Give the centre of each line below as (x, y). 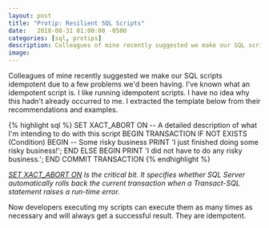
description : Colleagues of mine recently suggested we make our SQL (127, 46)
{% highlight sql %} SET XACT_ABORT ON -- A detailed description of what (133, 125)
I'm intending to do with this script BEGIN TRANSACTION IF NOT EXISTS (128, 134)
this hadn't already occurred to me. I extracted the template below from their (134, 101)
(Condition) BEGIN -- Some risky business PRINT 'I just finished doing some (133, 142)
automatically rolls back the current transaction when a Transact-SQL (124, 183)
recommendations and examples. (63, 110)
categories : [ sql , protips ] (55, 38)
